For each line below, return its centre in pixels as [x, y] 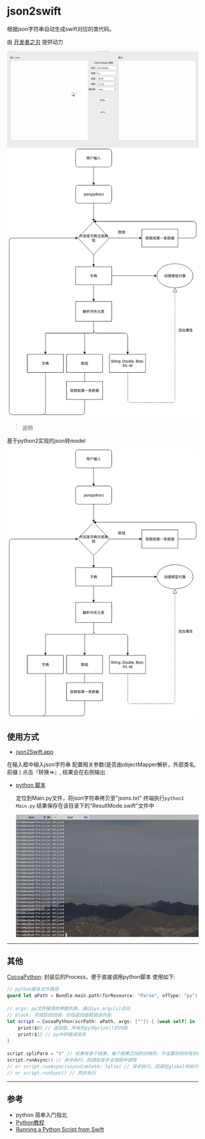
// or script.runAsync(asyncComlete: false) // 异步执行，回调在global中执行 [103, 1066]
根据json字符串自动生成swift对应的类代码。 [61, 29]
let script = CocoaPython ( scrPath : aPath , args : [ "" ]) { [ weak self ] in [101, 1021]
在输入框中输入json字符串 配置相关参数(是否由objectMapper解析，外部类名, [102, 764]
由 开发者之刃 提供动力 [35, 41]
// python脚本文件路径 [33, 990]
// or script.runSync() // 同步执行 [51, 1073]
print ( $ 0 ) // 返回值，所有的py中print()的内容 [73, 1028]
